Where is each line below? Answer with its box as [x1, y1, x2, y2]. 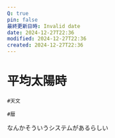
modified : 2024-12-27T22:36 [7, 36, 87, 42]
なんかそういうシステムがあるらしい [7, 124, 109, 132]
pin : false [7, 16, 38, 23]
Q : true [7, 10, 29, 17]
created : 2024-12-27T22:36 [7, 42, 84, 49]
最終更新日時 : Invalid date [7, 23, 80, 29]
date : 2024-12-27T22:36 [7, 29, 75, 36]
